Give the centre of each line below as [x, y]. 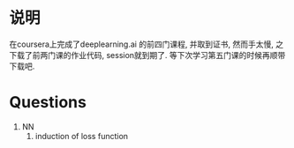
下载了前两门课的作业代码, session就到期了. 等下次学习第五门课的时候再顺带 [147, 55]
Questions [48, 103]
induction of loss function [82, 136]
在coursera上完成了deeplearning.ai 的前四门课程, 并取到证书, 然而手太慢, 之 [147, 44]
